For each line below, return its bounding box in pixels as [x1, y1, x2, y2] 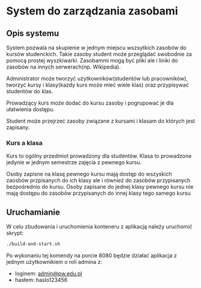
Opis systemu [6, 28, 59, 38]
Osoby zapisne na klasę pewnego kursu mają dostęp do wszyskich [6, 170, 172, 178]
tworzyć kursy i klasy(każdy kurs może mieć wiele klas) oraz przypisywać [6, 81, 189, 88]
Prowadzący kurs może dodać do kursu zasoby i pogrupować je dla [6, 99, 174, 106]
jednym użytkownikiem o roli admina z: [6, 258, 103, 265]
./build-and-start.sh [6, 241, 61, 247]
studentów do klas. [6, 88, 53, 94]
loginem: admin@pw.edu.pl [14, 269, 82, 277]
